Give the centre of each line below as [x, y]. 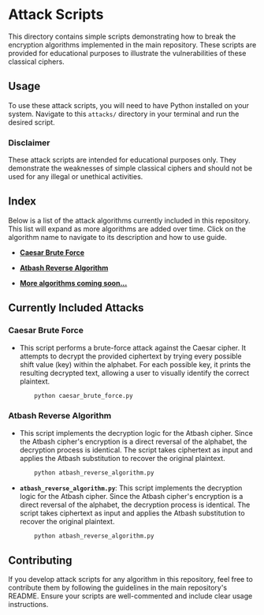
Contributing [40, 560]
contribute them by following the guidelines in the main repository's [117, 588]
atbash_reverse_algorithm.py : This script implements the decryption [131, 488]
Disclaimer [29, 142]
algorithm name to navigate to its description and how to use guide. [117, 237]
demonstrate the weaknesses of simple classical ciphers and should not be [130, 168]
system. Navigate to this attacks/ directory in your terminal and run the [124, 114]
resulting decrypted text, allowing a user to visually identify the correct [134, 373]
